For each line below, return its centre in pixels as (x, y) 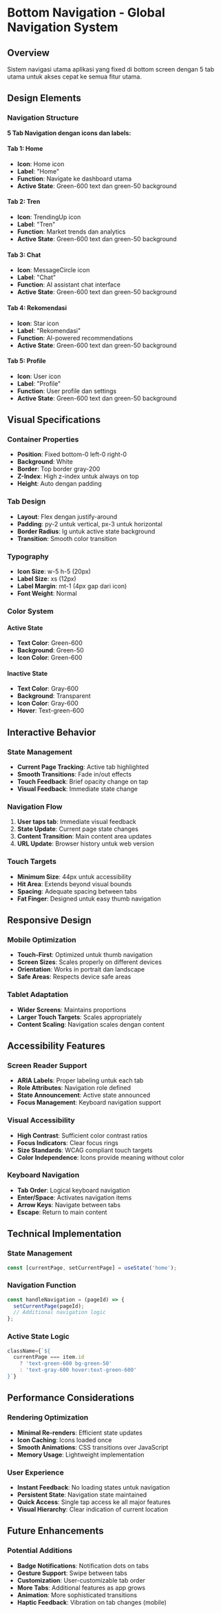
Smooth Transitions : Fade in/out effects (74, 774)
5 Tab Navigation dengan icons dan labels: (69, 133)
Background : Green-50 (50, 650)
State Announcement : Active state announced (84, 1095)
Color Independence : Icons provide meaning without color (101, 1157)
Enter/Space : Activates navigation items (74, 1198)
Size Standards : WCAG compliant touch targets (85, 1150)
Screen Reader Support (47, 1065)
